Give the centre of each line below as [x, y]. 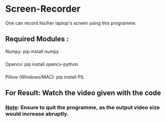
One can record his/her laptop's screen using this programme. [71, 23]
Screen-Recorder [43, 9]
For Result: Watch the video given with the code [83, 93]
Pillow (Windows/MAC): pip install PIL [45, 77]
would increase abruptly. [37, 114]
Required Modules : [37, 39]
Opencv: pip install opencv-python [42, 64]
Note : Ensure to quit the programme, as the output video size [83, 107]
